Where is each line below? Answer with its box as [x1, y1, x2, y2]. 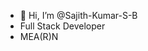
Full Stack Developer [19, 20, 106, 32]
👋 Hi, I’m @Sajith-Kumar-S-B [19, 10, 138, 21]
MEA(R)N [19, 31, 59, 42]
